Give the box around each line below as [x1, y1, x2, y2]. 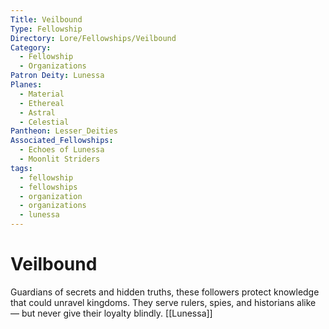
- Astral [19, 107, 56, 118]
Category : [10, 42, 52, 53]
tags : [10, 163, 33, 173]
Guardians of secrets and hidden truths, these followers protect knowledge [10, 286, 320, 298]
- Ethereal [19, 98, 65, 108]
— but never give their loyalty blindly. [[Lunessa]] [10, 307, 213, 319]
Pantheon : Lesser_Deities [10, 126, 118, 136]
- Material [19, 89, 65, 99]
